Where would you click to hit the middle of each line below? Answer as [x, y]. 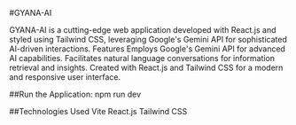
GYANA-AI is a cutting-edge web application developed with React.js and [143, 30]
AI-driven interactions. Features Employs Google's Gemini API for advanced [148, 49]
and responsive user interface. [65, 77]
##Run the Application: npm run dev [75, 94]
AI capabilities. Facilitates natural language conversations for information [142, 58]
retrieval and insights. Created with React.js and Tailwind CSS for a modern [146, 67]
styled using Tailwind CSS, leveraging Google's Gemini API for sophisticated [148, 39]
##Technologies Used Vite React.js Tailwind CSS [98, 111]
